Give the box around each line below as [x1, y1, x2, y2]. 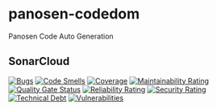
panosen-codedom [8, 5, 140, 23]
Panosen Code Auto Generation [8, 31, 115, 41]
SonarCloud [8, 55, 70, 68]
